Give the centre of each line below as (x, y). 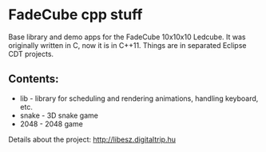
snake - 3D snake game (59, 115)
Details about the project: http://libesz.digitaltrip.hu (92, 139)
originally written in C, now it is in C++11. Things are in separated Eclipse (127, 45)
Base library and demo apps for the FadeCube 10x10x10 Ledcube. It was (127, 37)
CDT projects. (31, 54)
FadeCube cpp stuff (75, 15)
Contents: (34, 79)
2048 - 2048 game (52, 124)
